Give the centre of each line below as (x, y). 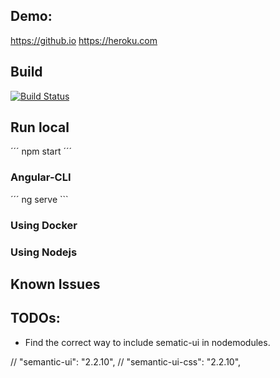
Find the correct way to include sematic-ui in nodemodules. (147, 342)
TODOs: (35, 318)
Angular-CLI (41, 177)
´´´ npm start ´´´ (41, 151)
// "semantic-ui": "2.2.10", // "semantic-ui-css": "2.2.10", (126, 361)
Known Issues (55, 284)
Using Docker (44, 225)
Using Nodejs (44, 252)
